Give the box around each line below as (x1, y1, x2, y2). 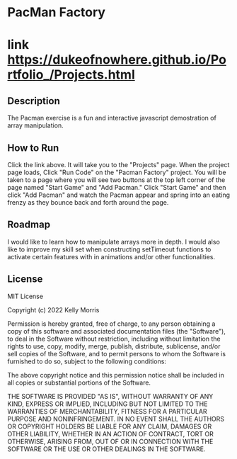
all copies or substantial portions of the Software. (7, 378, 151, 387)
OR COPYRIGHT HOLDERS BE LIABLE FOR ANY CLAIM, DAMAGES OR (7, 422, 212, 431)
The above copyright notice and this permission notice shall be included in (7, 370, 224, 379)
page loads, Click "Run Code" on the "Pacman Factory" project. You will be (7, 168, 226, 176)
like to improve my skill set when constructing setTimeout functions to (7, 245, 212, 254)
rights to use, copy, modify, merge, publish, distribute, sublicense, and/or (7, 341, 221, 351)
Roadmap (7, 219, 51, 231)
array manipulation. (7, 121, 64, 130)
